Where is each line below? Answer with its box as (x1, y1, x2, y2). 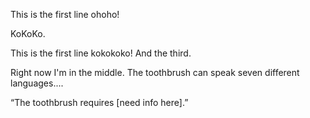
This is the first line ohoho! (10, 9, 120, 20)
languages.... (10, 77, 64, 89)
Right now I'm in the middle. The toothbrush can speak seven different (10, 67, 300, 78)
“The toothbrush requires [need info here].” (10, 97, 189, 108)
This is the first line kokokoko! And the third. (10, 47, 192, 59)
